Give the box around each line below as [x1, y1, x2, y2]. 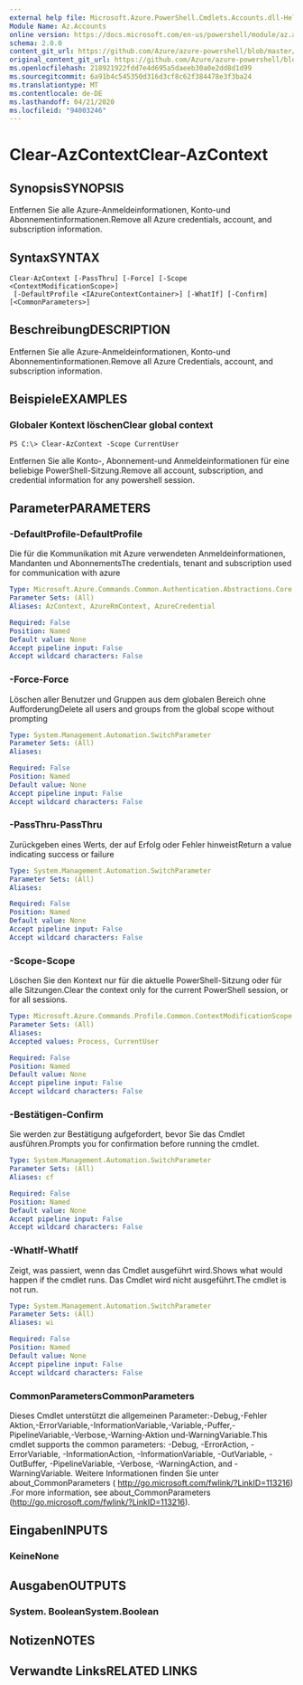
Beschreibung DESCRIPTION [9, 322, 171, 337]
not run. [9, 1283, 39, 1294]
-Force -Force [9, 673, 69, 686]
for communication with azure [9, 567, 121, 579]
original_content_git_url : [9, 55, 111, 64]
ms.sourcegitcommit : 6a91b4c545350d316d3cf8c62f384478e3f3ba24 [9, 72, 252, 81]
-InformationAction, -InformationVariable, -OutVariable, [62, 1448, 268, 1459]
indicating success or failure [9, 848, 115, 859]
